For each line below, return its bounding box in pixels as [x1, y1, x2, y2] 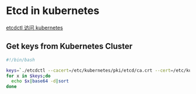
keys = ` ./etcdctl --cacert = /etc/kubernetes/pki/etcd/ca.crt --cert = [6, 67, 174, 74]
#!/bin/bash [6, 57, 35, 62]
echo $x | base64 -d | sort [11, 78, 69, 84]
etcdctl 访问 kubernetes [6, 24, 63, 31]
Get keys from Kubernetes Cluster [6, 41, 133, 51]
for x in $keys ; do [6, 73, 51, 79]
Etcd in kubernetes [6, 4, 100, 18]
